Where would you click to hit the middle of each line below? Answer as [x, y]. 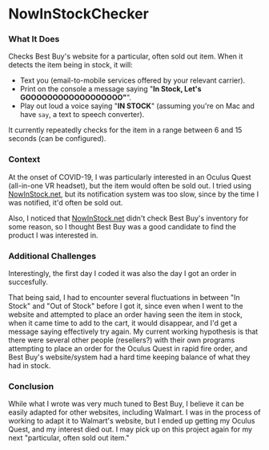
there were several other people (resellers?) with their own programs [122, 340]
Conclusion [31, 386]
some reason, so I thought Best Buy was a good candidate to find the [122, 226]
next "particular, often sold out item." [69, 438]
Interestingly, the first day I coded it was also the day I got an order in [122, 274]
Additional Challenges [52, 256]
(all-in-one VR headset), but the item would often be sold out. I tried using [130, 185]
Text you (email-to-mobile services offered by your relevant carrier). [132, 80]
